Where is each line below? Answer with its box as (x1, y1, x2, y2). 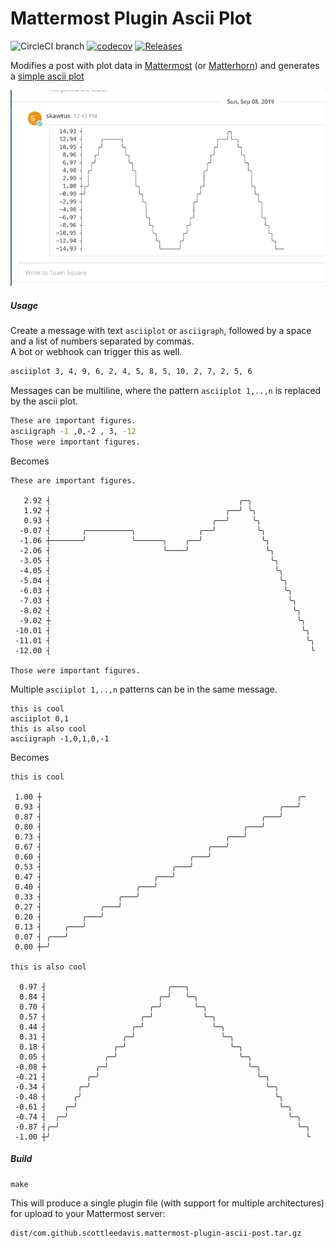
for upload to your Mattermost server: (10, 1207, 166, 1219)
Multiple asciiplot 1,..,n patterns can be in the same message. (10, 683, 278, 695)
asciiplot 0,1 (10, 713, 70, 724)
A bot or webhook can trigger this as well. (10, 346, 183, 358)
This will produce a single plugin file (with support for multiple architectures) (10, 1197, 325, 1209)
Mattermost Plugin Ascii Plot (10, 7, 253, 30)
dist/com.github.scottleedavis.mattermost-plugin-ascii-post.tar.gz (10, 1228, 302, 1238)
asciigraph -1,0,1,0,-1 (10, 733, 110, 744)
